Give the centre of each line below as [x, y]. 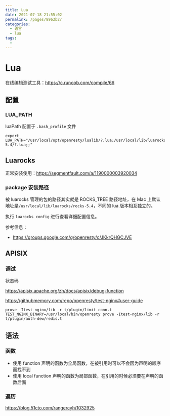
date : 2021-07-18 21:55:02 [34, 15]
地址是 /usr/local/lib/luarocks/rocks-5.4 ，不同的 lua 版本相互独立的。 [80, 206]
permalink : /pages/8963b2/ [34, 19]
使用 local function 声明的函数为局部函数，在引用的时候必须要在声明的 [86, 376]
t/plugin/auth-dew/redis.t [34, 319]
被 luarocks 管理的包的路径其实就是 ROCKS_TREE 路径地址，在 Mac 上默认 [83, 199]
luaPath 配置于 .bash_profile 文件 [41, 127]
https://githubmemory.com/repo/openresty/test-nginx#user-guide [74, 301]
